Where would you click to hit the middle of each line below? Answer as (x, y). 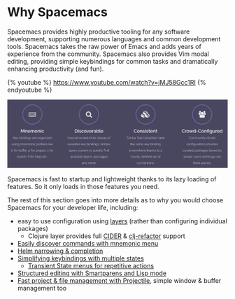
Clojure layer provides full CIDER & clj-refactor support (106, 236)
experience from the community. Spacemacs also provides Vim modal (108, 54)
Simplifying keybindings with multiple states (81, 258)
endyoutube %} (30, 90)
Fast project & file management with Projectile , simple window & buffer (119, 281)
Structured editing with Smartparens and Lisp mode (92, 273)
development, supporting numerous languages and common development (114, 39)
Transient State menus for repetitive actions (91, 266)
